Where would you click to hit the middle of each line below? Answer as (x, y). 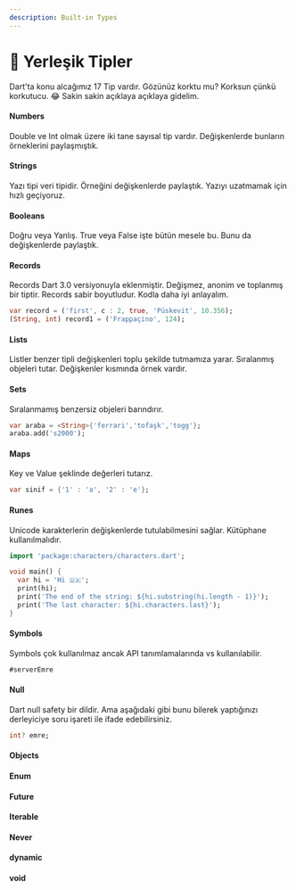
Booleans (27, 216)
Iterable (24, 817)
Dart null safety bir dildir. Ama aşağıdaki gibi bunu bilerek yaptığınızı (134, 709)
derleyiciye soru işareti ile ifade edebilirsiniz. (90, 719)
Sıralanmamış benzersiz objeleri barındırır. (86, 409)
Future (22, 796)
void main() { (36, 572)
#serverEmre (31, 670)
